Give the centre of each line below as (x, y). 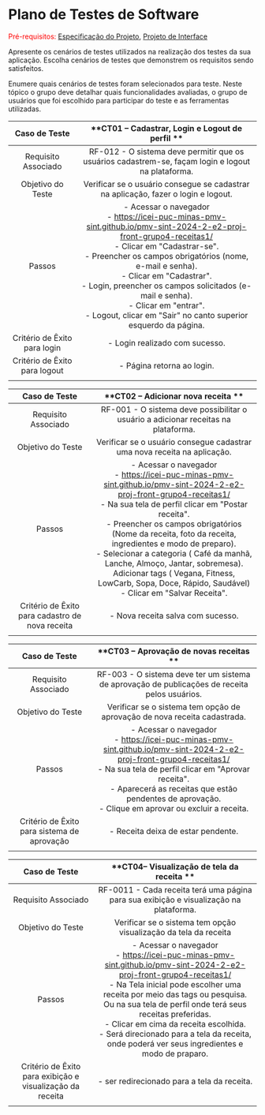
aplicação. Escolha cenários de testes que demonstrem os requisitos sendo (131, 60)
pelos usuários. (174, 694)
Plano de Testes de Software (104, 15)
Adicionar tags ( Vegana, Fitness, (174, 573)
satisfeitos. (26, 68)
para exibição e (51, 1076)
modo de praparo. (175, 1053)
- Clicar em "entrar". (166, 305)
